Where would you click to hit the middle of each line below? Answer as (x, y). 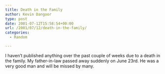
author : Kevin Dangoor (28, 14)
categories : (17, 33)
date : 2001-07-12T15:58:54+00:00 (39, 23)
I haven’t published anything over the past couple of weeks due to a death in (83, 55)
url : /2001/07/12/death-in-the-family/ (46, 28)
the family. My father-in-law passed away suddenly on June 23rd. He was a (82, 61)
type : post (16, 19)
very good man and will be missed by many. (50, 66)
